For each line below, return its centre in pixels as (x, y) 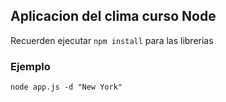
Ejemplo (30, 66)
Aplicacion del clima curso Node (113, 16)
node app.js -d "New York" (66, 87)
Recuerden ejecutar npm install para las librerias (112, 40)
